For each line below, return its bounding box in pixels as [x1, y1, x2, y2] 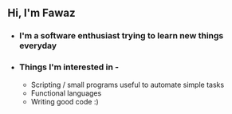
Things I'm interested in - [18, 61, 120, 73]
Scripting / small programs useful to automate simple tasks [30, 80, 225, 89]
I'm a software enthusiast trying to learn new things [18, 30, 224, 41]
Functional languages [30, 88, 102, 98]
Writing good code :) [30, 96, 99, 106]
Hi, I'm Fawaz [7, 6, 77, 20]
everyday [18, 40, 57, 51]
